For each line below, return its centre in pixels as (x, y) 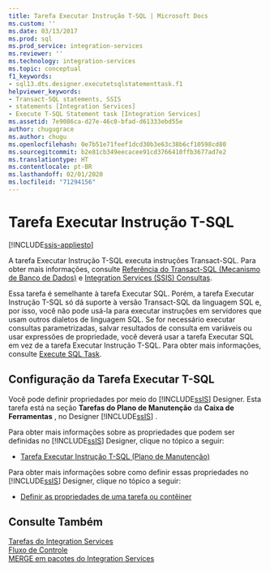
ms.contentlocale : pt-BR (50, 167)
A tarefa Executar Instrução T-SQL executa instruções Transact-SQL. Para (133, 260)
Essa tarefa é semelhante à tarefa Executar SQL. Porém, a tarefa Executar (131, 293)
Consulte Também (56, 522)
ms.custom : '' (32, 24)
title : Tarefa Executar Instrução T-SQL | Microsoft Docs (108, 16)
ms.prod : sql (30, 39)
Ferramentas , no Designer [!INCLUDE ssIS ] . (83, 416)
